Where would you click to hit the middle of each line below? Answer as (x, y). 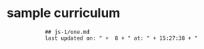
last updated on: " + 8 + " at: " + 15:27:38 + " (121, 38)
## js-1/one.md (67, 32)
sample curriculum (64, 13)
